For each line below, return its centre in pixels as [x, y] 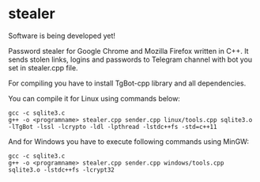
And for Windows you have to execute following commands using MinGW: [128, 141]
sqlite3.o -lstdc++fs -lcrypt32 [61, 170]
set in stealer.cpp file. [43, 67]
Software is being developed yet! [62, 36]
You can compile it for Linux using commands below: [94, 98]
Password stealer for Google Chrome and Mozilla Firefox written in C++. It [128, 51]
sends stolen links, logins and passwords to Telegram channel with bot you [130, 59]
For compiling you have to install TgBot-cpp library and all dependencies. [127, 83]
